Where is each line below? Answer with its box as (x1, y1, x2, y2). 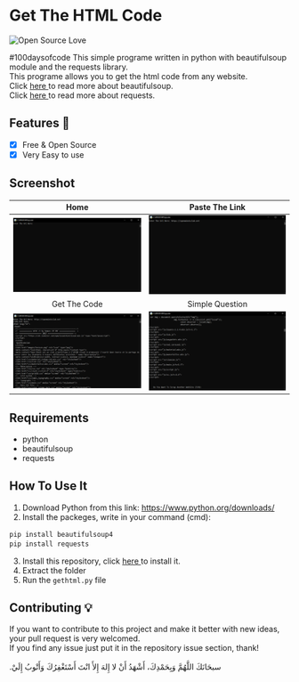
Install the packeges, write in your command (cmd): (21, 511, 211, 522)
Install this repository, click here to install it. (21, 556, 181, 566)
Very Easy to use (21, 149, 85, 160)
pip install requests (9, 540, 90, 548)
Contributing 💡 (9, 600, 93, 615)
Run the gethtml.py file (21, 574, 107, 585)
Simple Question (187, 298, 248, 309)
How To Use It (9, 478, 87, 494)
